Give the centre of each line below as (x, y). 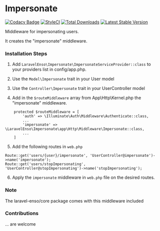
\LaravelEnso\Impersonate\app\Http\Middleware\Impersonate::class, (75, 129)
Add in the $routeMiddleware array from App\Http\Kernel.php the (77, 98)
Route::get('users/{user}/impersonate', (47, 156)
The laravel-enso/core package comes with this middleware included (74, 201)
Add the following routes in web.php (47, 147)
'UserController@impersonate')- (123, 156)
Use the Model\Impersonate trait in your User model (63, 79)
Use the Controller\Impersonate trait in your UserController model (78, 88)
